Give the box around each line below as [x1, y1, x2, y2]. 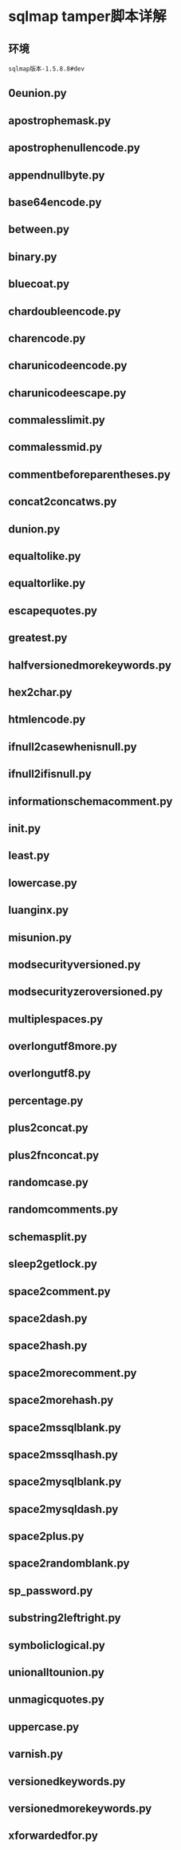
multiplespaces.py [8, 1012, 104, 1026]
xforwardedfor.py [8, 1829, 98, 1843]
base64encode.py [8, 195, 102, 209]
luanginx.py [8, 903, 69, 917]
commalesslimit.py [8, 413, 105, 427]
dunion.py [8, 522, 61, 536]
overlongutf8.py [8, 1067, 92, 1080]
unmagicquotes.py [8, 1693, 105, 1707]
